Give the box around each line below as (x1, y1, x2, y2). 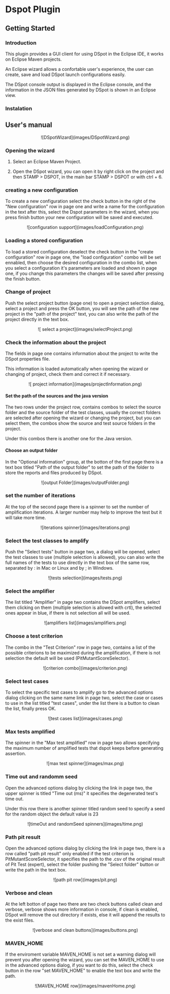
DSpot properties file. (5, 356, 50, 362)
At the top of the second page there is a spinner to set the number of (5, 503, 149, 509)
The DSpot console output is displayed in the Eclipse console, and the (5, 81, 151, 87)
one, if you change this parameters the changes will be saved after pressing (5, 270, 164, 276)
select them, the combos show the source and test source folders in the (5, 420, 156, 426)
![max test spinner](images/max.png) (46, 760, 124, 767)
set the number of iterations (5, 492, 76, 499)
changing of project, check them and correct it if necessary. (5, 371, 131, 377)
